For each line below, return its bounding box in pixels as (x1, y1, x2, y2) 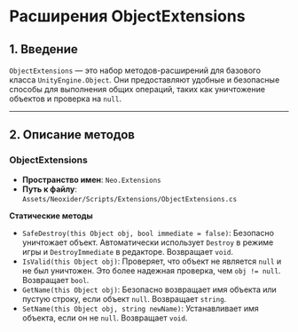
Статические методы (9, 210, 93, 221)
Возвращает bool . (21, 274, 90, 285)
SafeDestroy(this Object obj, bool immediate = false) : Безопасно (21, 227, 275, 238)
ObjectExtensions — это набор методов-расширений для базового (9, 65, 262, 75)
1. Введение (9, 42, 78, 57)
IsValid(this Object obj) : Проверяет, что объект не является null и (21, 256, 282, 266)
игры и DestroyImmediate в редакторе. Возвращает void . (21, 246, 233, 257)
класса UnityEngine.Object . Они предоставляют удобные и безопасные (9, 75, 280, 85)
